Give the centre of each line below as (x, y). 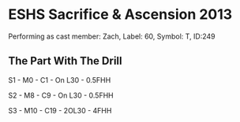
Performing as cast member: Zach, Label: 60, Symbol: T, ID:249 (112, 36)
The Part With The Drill (65, 61)
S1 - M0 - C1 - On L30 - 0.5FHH (60, 79)
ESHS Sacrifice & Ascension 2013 (120, 15)
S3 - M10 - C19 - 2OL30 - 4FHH (60, 110)
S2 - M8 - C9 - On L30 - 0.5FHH (61, 95)
